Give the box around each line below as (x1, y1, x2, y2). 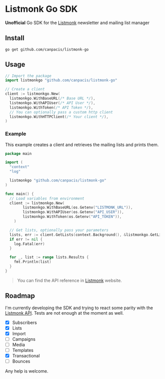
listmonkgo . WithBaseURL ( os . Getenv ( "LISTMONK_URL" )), (23, 205, 133, 210)
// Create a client (5, 87, 45, 92)
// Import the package (5, 73, 52, 78)
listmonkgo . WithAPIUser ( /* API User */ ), (9, 100, 96, 105)
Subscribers (12, 320, 37, 325)
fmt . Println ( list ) (14, 260, 52, 264)
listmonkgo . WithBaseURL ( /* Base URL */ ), (9, 96, 96, 101)
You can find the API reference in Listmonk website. (17, 277, 122, 283)
